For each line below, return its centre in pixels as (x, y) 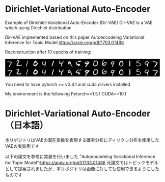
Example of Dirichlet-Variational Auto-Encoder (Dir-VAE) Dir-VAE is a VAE (79, 23)
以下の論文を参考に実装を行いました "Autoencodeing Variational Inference (80, 156)
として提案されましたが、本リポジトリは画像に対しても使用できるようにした (82, 169)
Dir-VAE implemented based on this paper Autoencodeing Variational (75, 37)
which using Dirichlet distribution (39, 27)
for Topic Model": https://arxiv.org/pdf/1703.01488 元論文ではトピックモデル (82, 162)
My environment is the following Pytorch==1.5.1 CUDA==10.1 (66, 93)
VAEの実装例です (22, 146)
